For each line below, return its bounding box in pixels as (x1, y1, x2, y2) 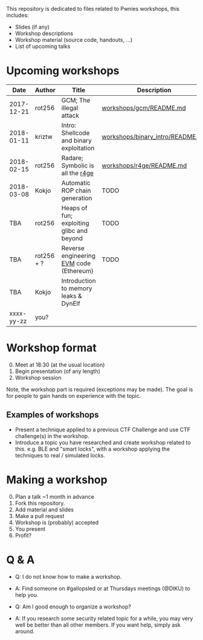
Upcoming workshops (6, 64, 120, 78)
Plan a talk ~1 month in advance (14, 493, 95, 500)
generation (61, 194, 92, 202)
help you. (14, 591, 39, 598)
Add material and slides (14, 506, 74, 513)
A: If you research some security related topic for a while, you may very (14, 615, 193, 622)
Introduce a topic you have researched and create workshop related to (14, 439, 192, 446)
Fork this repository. (14, 499, 65, 507)
